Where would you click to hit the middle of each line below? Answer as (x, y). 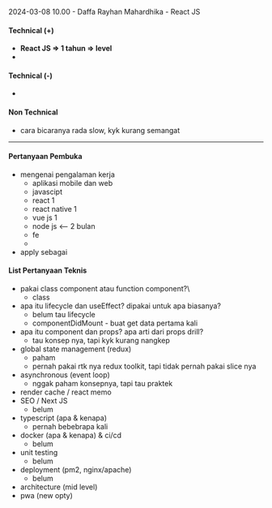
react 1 (43, 200)
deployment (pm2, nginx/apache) (76, 470)
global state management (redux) (76, 349)
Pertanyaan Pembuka (45, 157)
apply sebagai (44, 252)
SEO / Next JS (44, 401)
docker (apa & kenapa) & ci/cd (71, 435)
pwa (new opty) (46, 496)
